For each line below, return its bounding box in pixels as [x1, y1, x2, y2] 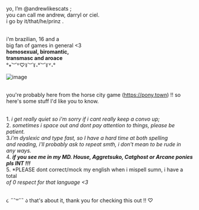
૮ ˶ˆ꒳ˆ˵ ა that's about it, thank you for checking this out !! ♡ [6, 197, 153, 204]
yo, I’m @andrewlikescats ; [6, 5, 72, 12]
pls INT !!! [6, 160, 31, 167]
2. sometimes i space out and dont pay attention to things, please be [6, 122, 175, 128]
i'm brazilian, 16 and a [6, 36, 59, 42]
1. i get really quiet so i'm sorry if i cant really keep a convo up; [6, 115, 160, 123]
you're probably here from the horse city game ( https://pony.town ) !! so [6, 92, 181, 98]
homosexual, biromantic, [6, 48, 70, 55]
